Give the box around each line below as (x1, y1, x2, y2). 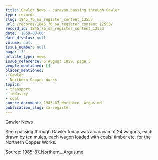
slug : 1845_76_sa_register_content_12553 (5, 17, 93, 22)
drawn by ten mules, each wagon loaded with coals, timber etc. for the (5, 134, 151, 140)
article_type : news (5, 54, 46, 59)
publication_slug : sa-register (5, 105, 71, 110)
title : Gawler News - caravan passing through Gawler (5, 7, 120, 13)
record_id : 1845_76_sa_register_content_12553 (5, 26, 104, 31)
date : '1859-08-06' (5, 31, 46, 36)
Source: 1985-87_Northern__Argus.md (5, 149, 84, 155)
